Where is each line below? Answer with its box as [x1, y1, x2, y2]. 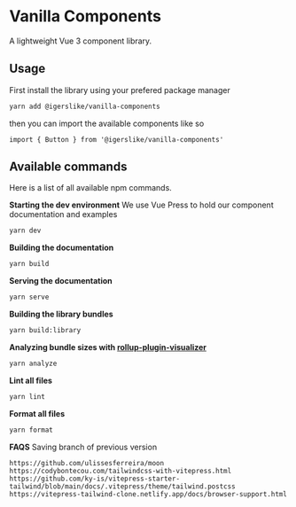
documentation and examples [9, 209, 118, 220]
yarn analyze [9, 359, 58, 368]
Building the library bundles [9, 308, 113, 320]
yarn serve [9, 292, 50, 302]
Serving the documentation [9, 276, 113, 286]
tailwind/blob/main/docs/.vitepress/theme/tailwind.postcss [9, 481, 237, 491]
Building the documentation [9, 242, 114, 253]
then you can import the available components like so [9, 118, 205, 129]
